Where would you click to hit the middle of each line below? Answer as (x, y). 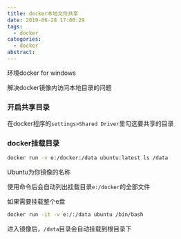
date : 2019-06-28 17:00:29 (46, 20)
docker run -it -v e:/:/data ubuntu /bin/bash (75, 215)
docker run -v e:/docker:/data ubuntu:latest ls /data (88, 158)
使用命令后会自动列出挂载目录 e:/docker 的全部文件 (79, 187)
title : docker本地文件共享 (43, 14)
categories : (24, 39)
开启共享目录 (29, 107)
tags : (15, 26)
